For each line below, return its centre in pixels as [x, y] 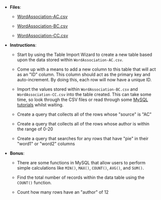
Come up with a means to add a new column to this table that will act [86, 69]
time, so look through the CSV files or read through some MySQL [82, 100]
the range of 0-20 [35, 129]
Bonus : [17, 153]
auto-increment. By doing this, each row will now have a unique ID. [84, 80]
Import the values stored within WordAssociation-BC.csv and [77, 89]
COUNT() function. [34, 183]
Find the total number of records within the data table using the [81, 177]
